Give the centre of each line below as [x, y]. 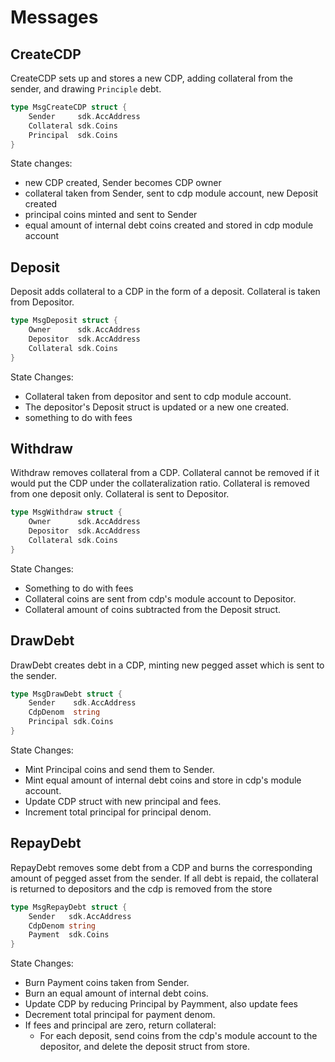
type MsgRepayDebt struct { [69, 907]
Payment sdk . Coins [69, 935]
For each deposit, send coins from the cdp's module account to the [178, 1036]
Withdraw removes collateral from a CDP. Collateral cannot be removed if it [165, 473]
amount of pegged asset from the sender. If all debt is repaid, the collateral [164, 878]
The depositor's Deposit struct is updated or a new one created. [157, 407]
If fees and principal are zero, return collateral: [120, 1025]
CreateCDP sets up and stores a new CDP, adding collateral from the [151, 78]
